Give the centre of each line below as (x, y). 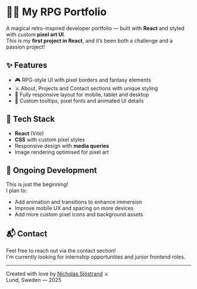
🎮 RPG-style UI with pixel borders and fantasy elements (83, 80)
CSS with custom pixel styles (50, 140)
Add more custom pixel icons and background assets (79, 215)
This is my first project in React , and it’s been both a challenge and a (89, 40)
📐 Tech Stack (30, 119)
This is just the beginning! (37, 185)
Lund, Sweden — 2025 (34, 280)
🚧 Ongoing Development (52, 170)
